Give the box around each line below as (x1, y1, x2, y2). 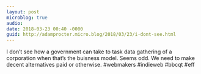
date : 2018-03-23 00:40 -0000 (6, 25, 84, 32)
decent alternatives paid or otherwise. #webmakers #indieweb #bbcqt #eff (6, 61, 195, 69)
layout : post (6, 8, 40, 15)
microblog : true (6, 15, 48, 21)
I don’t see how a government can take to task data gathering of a (6, 48, 172, 55)
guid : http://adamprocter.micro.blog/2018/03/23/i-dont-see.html (6, 32, 176, 38)
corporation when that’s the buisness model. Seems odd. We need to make (6, 55, 196, 62)
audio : (6, 20, 23, 26)
